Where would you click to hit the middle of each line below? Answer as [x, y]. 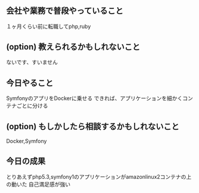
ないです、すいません [32, 62]
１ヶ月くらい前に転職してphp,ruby [49, 26]
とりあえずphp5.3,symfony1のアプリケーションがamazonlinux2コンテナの [96, 176]
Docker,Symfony [27, 141]
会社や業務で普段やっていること [65, 11]
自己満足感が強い [49, 184]
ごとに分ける [32, 106]
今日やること [30, 83]
